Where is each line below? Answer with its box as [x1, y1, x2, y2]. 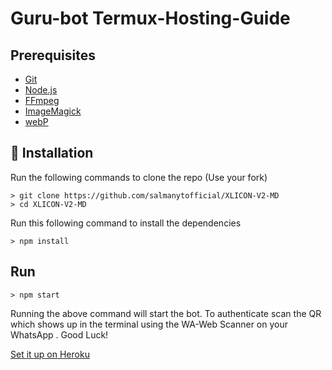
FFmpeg [24, 95, 60, 106]
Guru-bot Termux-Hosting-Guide [10, 7, 291, 30]
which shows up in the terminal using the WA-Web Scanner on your [10, 318, 289, 330]
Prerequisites [10, 47, 96, 64]
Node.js [24, 84, 58, 96]
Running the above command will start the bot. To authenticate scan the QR [10, 307, 322, 319]
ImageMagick [24, 105, 82, 117]
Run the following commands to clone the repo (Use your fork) [10, 171, 268, 183]
